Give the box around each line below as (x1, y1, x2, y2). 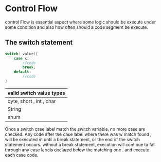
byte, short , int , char (7, 98, 56, 104)
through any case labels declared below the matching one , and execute (5, 147, 150, 153)
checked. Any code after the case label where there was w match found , (5, 131, 152, 137)
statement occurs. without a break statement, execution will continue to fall (5, 142, 156, 147)
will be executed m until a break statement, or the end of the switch (5, 136, 140, 142)
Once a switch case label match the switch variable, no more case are (5, 126, 145, 132)
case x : (14, 56, 29, 61)
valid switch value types (7, 89, 66, 96)
